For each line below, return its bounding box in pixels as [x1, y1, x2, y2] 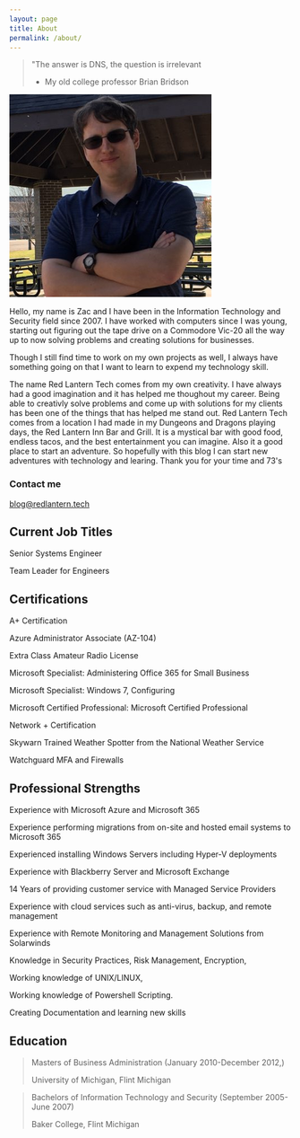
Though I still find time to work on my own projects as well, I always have [9, 352, 279, 363]
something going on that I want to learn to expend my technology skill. [9, 362, 269, 373]
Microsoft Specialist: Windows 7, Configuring [9, 685, 176, 696]
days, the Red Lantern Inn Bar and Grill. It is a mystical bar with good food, [9, 427, 284, 437]
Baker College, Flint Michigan [30, 1118, 141, 1129]
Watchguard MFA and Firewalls [9, 754, 124, 765]
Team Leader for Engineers [9, 566, 110, 577]
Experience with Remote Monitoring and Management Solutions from [9, 928, 264, 939]
